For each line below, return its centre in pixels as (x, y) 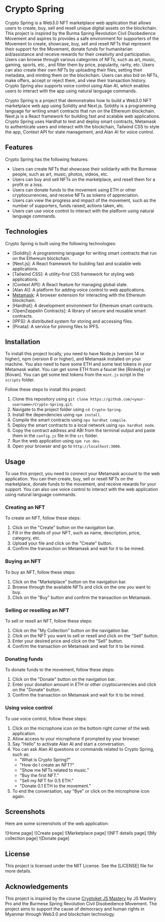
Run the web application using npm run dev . (56, 441)
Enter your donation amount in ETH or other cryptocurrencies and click (84, 685)
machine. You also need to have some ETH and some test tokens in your (79, 364)
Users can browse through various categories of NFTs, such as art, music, (81, 59)
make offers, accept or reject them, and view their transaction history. (76, 80)
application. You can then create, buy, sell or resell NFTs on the (69, 479)
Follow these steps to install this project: (46, 389)
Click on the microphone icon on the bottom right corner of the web (81, 728)
